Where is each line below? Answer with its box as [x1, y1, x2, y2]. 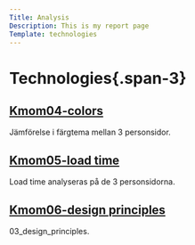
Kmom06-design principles [9, 202, 167, 217]
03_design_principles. [9, 226, 90, 236]
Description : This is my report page [9, 21, 150, 30]
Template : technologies [9, 29, 98, 38]
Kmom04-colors [9, 103, 104, 118]
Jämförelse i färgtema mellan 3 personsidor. [9, 127, 171, 138]
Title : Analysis [9, 12, 69, 22]
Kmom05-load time [9, 152, 120, 167]
